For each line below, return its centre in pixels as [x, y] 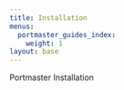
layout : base [34, 52]
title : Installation [49, 18]
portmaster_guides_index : [67, 35]
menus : [22, 26]
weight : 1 [45, 43]
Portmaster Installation [52, 77]
